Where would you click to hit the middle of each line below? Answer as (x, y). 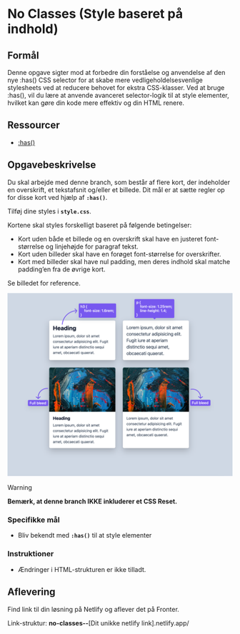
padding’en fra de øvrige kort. (61, 269)
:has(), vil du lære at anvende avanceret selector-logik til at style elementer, (119, 95)
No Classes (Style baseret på (95, 14)
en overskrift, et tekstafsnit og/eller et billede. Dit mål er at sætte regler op (116, 190)
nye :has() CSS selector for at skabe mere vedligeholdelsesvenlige (105, 80)
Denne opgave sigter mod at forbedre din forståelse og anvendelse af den (116, 72)
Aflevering (31, 592)
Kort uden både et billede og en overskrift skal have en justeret (110, 238)
